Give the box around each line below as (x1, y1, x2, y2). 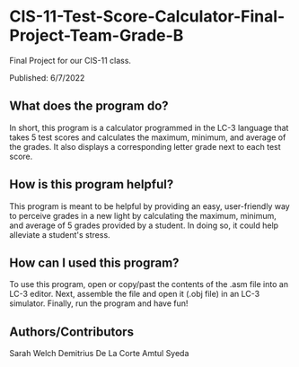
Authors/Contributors (9, 324, 135, 339)
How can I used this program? (9, 255, 180, 270)
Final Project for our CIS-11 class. (9, 55, 132, 66)
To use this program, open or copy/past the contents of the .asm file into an (9, 279, 289, 290)
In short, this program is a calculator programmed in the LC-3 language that (9, 122, 289, 133)
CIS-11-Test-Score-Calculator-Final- (9, 6, 286, 27)
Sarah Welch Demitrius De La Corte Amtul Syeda (9, 348, 189, 359)
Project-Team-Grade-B (9, 25, 184, 46)
